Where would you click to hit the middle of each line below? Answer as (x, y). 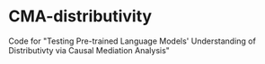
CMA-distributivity (80, 16)
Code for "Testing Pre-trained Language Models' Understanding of (132, 41)
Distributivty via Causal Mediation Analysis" (89, 50)
